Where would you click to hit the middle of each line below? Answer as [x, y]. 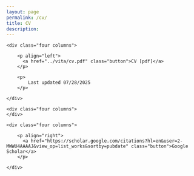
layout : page [23, 12]
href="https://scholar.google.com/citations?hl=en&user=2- [107, 141]
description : [23, 29]
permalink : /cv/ [27, 18]
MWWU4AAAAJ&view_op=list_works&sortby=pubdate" [68, 146]
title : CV [19, 23]
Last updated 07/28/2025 [59, 83]
